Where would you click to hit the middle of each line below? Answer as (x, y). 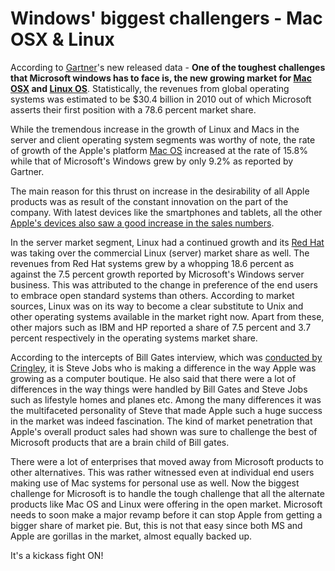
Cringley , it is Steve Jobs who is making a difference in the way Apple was (163, 368)
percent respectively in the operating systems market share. (134, 338)
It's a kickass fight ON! (57, 555)
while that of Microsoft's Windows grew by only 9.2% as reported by (152, 161)
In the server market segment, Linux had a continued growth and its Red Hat (167, 242)
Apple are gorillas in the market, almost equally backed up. (131, 536)
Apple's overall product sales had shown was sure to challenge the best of (164, 431)
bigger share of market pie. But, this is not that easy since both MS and (156, 525)
